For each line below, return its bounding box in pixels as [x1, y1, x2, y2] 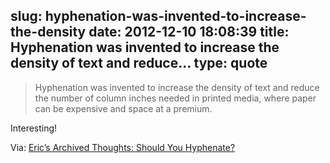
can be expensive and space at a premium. [34, 102, 213, 114]
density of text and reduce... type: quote [10, 55, 268, 72]
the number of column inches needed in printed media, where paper [34, 92, 317, 104]
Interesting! [10, 122, 58, 134]
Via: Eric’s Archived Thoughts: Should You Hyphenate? [10, 141, 236, 153]
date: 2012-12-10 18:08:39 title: [88, 24, 290, 41]
